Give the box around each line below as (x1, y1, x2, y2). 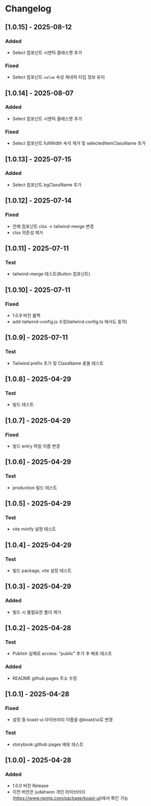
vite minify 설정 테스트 (12, 526, 56, 532)
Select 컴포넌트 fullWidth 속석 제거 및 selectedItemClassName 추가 (12, 140, 146, 147)
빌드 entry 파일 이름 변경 (12, 443, 60, 449)
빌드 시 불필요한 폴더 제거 (12, 609, 62, 615)
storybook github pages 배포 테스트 (12, 741, 84, 747)
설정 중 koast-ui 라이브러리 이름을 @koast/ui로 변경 (12, 717, 113, 723)
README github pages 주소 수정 (12, 675, 77, 681)
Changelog (5, 3, 51, 14)
